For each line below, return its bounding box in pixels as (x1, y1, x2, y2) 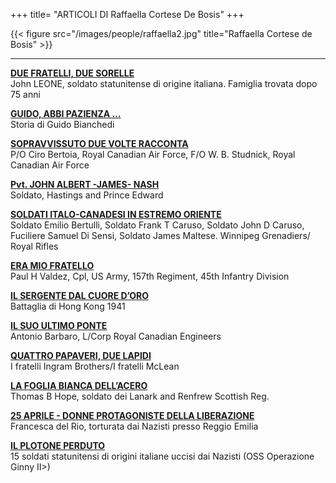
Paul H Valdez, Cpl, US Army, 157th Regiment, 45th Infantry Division (10, 270, 290, 282)
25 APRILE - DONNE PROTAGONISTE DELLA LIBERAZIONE (10, 410, 255, 421)
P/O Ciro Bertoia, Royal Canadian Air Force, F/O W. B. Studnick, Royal (10, 149, 296, 160)
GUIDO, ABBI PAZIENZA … (10, 108, 122, 119)
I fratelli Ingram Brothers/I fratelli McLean (10, 360, 180, 372)
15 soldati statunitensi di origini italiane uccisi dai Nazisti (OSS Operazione (10, 450, 315, 462)
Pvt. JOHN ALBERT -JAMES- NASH (10, 179, 160, 190)
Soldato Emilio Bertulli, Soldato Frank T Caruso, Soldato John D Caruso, (10, 219, 305, 231)
